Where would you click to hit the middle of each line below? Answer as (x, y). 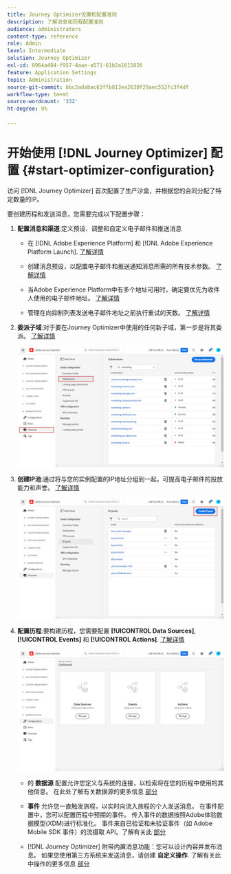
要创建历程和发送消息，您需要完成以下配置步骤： (76, 214)
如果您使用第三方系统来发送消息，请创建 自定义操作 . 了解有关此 (131, 855)
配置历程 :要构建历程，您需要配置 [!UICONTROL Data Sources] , (106, 631)
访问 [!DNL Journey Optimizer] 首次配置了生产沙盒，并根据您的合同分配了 (111, 190)
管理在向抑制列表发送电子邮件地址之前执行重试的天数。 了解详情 (119, 312)
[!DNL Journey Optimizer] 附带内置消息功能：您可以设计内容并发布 (122, 846)
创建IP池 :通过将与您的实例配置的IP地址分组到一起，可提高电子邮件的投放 (120, 479)
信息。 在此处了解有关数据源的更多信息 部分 (96, 791)
